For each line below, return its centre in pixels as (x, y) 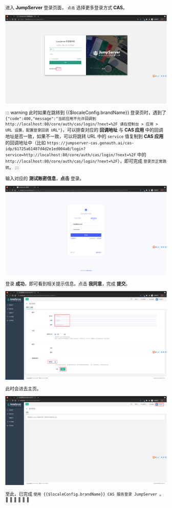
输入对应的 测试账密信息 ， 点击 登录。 (45, 178)
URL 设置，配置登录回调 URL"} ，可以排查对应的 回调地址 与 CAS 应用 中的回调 (84, 130)
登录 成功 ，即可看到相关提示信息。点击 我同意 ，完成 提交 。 (68, 284)
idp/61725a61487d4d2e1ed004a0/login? (46, 149)
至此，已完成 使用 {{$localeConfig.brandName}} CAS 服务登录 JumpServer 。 (85, 494)
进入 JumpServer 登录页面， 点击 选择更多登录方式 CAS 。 (66, 7)
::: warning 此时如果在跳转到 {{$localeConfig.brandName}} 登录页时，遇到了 (86, 112)
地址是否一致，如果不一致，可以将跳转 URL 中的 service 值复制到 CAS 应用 (84, 136)
